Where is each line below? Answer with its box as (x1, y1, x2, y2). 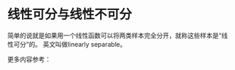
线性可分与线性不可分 (7, 6, 133, 23)
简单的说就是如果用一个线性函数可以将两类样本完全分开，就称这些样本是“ (7, 31, 222, 40)
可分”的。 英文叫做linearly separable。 (13, 40, 126, 48)
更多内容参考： (7, 54, 51, 64)
